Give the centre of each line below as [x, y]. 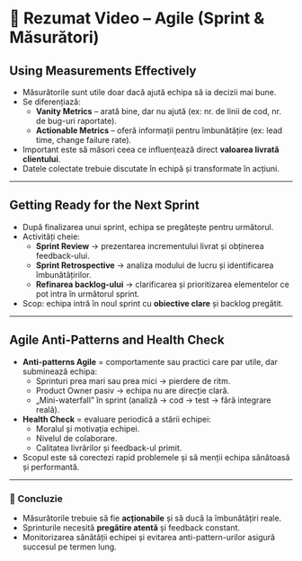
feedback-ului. [62, 255]
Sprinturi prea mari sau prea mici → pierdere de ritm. [133, 380]
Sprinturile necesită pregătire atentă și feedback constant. [131, 527]
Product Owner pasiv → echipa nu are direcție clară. [133, 390]
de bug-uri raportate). [76, 121]
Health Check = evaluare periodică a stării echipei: [116, 419]
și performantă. [51, 467]
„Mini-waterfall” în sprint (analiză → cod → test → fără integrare [153, 400]
